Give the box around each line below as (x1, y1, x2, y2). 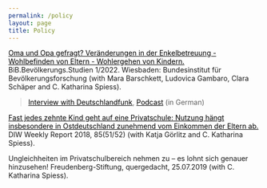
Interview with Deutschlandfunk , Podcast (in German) (27, 97, 205, 108)
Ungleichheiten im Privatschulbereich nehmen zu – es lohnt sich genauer (8, 154, 249, 163)
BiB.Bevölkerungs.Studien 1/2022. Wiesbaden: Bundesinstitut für (8, 65, 222, 75)
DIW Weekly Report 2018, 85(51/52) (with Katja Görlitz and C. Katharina (8, 130, 244, 139)
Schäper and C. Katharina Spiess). (8, 82, 122, 92)
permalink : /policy (8, 11, 74, 20)
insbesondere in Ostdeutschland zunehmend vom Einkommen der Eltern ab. (8, 121, 259, 131)
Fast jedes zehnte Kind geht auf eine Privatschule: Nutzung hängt (8, 113, 225, 123)
